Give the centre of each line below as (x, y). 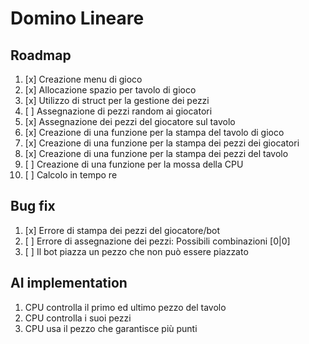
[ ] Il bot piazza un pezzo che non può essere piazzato (136, 251)
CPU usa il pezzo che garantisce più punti (111, 328)
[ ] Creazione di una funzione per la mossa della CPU (134, 164)
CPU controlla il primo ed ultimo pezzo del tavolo (125, 307)
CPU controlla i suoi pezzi (78, 318)
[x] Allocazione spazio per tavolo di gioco (110, 90)
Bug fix (33, 206)
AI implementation (69, 283)
